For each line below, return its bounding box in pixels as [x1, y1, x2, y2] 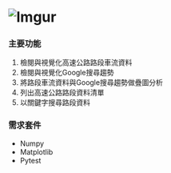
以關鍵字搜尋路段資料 [19, 98, 90, 107]
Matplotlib [19, 147, 54, 156]
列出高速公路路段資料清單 [19, 88, 105, 98]
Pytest [19, 155, 42, 165]
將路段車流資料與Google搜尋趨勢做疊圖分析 [19, 78, 164, 87]
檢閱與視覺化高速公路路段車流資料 [19, 58, 133, 67]
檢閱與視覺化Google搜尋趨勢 [19, 68, 114, 78]
